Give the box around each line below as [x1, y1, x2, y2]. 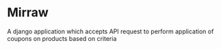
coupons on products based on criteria [7, 34, 117, 42]
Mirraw [7, 5, 49, 20]
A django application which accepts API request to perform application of [7, 27, 214, 35]
